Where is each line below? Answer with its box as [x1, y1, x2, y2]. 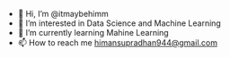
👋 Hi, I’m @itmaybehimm [17, 9, 110, 19]
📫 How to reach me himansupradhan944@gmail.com [17, 37, 218, 48]
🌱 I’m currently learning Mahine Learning [17, 28, 169, 37]
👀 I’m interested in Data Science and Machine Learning [17, 18, 222, 28]
